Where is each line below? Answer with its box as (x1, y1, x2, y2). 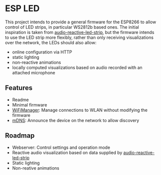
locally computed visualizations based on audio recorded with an (12, 64, 143, 70)
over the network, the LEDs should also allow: (5, 39, 97, 45)
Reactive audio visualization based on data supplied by (12, 149, 123, 156)
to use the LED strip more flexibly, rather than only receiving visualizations (5, 35, 154, 40)
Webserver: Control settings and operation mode (12, 144, 110, 150)
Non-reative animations (12, 165, 59, 171)
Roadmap (5, 132, 35, 140)
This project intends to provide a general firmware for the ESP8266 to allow (5, 19, 157, 25)
